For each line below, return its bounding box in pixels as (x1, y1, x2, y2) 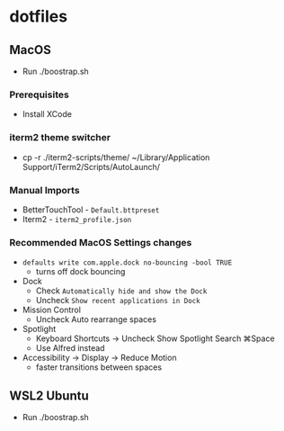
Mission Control (22, 304, 81, 316)
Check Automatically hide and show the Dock (35, 285, 208, 296)
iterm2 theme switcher (9, 131, 111, 144)
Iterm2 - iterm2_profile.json (22, 213, 132, 224)
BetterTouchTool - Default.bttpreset (22, 204, 160, 215)
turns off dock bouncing (35, 266, 126, 277)
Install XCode (22, 109, 72, 120)
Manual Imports (9, 184, 80, 196)
